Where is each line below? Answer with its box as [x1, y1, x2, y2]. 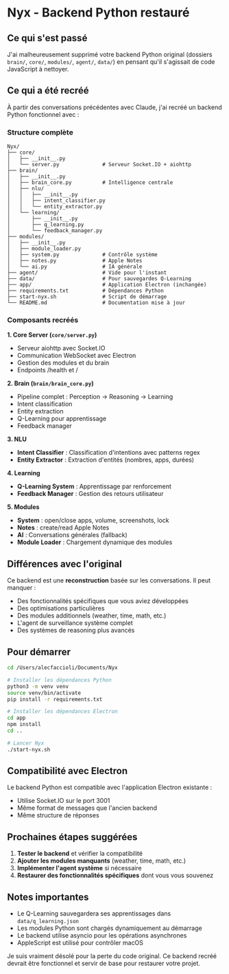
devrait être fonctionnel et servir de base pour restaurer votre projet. [7, 960, 201, 968]
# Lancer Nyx [7, 740, 45, 747]
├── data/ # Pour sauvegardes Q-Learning [7, 275, 192, 282]
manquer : [7, 584, 36, 592]
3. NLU [7, 435, 27, 444]
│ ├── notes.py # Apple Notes [7, 258, 143, 264]
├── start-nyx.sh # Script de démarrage [7, 293, 167, 300]
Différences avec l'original [7, 558, 122, 569]
